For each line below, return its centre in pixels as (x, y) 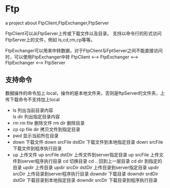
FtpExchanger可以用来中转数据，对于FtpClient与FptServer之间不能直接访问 (84, 50)
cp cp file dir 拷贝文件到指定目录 (46, 129)
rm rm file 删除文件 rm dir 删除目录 (49, 123)
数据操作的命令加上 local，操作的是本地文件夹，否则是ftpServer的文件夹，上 (85, 93)
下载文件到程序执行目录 (37, 148)
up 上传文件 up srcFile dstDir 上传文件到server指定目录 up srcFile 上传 (86, 154)
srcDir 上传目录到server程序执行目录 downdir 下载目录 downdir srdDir (85, 174)
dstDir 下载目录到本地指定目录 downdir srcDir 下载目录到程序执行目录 (85, 180)
